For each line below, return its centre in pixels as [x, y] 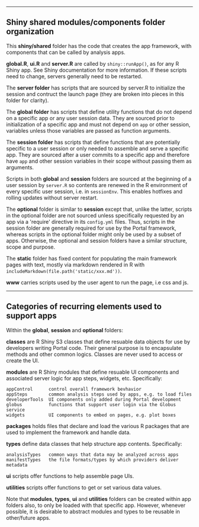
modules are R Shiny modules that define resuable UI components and [93, 372]
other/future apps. [28, 518]
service [16, 410]
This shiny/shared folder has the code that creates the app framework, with [99, 46]
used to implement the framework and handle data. [69, 432]
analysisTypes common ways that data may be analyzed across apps [92, 454]
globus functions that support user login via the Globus [91, 404]
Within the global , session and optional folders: [65, 330]
